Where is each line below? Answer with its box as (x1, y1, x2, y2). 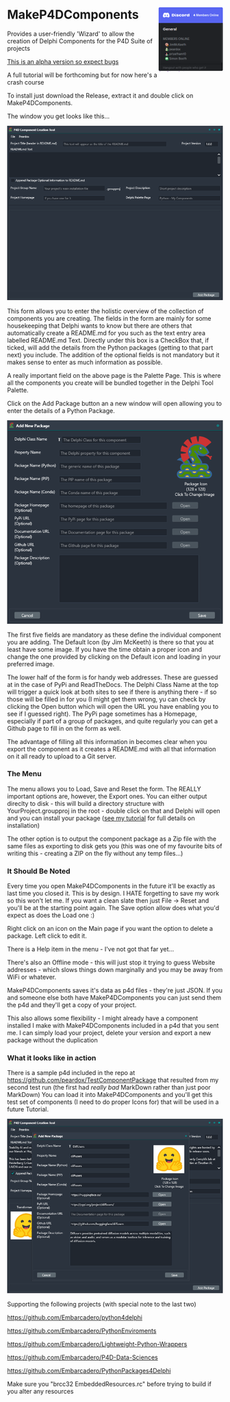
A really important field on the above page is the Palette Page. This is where (7, 371, 221, 379)
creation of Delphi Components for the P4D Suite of (7, 36, 153, 45)
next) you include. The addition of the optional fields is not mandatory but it (7, 350, 220, 359)
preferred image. (7, 659, 55, 668)
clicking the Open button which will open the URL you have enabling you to (7, 702, 219, 710)
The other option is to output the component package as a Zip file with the (7, 835, 217, 843)
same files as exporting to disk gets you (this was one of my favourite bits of (7, 841, 222, 850)
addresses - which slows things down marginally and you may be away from (7, 966, 223, 974)
